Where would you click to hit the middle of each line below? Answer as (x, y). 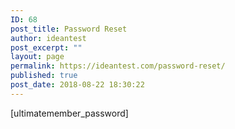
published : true (44, 76)
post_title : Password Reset (69, 29)
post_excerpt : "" (46, 47)
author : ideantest (48, 38)
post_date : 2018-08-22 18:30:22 (77, 85)
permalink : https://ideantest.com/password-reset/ (118, 66)
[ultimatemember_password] (69, 113)
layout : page (37, 57)
